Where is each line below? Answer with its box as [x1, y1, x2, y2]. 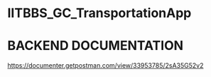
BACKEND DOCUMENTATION [7, 38, 183, 54]
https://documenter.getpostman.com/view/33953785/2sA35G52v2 [7, 61, 204, 70]
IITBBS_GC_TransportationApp [7, 5, 192, 21]
